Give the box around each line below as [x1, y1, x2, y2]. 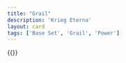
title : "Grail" [7, 10, 52, 17]
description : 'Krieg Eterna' [7, 17, 92, 24]
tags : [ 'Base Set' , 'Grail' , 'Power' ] [7, 29, 120, 37]
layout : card [7, 23, 45, 30]
